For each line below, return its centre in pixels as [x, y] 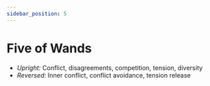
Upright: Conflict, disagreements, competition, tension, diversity [110, 68]
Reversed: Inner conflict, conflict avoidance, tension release [104, 75]
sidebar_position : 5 [37, 14]
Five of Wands [49, 48]
